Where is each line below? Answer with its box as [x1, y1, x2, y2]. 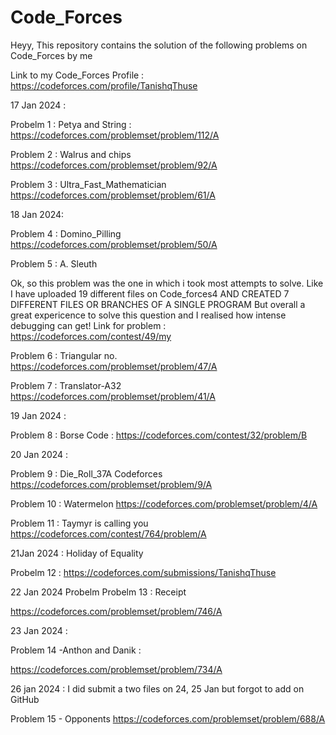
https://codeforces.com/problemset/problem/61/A [10, 189, 216, 201]
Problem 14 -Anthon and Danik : [10, 644, 142, 656]
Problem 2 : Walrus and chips [10, 148, 132, 160]
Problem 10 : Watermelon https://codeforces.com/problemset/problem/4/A [10, 497, 318, 510]
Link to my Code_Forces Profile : [10, 69, 145, 81]
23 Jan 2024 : [10, 624, 68, 636]
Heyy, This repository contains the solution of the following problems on [10, 39, 308, 51]
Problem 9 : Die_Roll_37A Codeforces [10, 467, 163, 480]
